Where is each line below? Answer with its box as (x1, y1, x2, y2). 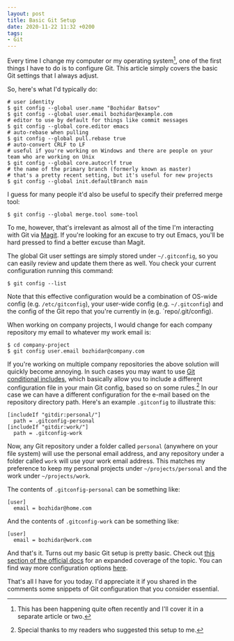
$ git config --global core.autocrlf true (7, 159, 132, 166)
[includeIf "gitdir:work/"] (7, 424, 89, 431)
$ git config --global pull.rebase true (7, 135, 127, 142)
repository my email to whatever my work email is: (7, 327, 152, 336)
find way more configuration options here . (7, 563, 128, 573)
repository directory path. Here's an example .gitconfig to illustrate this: (7, 398, 216, 406)
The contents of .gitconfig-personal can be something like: (7, 485, 180, 494)
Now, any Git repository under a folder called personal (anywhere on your (7, 442, 218, 450)
